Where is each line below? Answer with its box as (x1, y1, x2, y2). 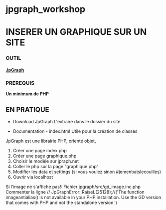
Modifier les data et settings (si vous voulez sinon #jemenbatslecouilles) (12, 169, 162, 175)
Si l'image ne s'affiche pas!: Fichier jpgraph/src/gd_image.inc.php (5, 184, 141, 190)
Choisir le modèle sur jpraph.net (12, 158, 79, 164)
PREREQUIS (5, 79, 34, 86)
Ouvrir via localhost (12, 174, 53, 180)
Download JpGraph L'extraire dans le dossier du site (12, 119, 121, 124)
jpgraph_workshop (5, 3, 86, 15)
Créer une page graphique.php (12, 153, 77, 159)
